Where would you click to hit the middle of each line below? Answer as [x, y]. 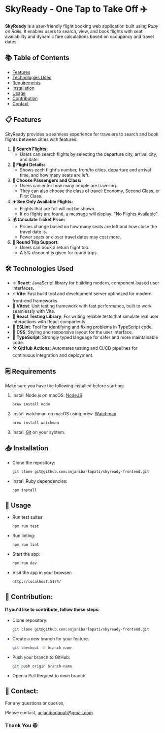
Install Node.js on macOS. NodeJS [47, 395]
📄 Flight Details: [29, 165]
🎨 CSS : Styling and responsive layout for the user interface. [72, 332]
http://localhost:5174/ [37, 581]
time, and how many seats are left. [54, 175]
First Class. [31, 196]
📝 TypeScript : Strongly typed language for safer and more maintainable [85, 337]
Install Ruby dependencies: [40, 481]
